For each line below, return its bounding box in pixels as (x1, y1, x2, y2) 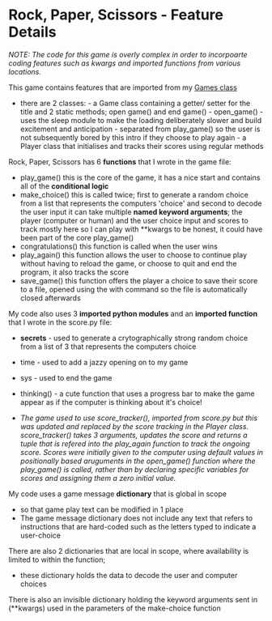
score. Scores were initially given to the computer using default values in (19, 447, 264, 457)
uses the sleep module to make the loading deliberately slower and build (19, 115, 261, 125)
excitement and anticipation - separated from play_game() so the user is (19, 124, 261, 134)
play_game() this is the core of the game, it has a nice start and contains (19, 172, 261, 182)
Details (8, 23, 57, 41)
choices (19, 579, 47, 589)
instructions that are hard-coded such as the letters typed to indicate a (19, 521, 257, 531)
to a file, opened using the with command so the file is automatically (19, 284, 248, 294)
